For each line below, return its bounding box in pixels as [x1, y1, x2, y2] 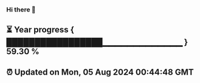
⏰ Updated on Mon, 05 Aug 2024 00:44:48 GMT [6, 67, 194, 77]
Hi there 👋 [6, 5, 36, 14]
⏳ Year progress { [6, 25, 75, 35]
